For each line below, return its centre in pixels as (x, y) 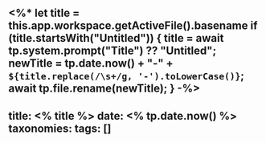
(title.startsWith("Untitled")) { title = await (116, 38)
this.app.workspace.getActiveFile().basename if (133, 26)
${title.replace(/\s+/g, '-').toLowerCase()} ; (127, 76)
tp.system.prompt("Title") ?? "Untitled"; (113, 51)
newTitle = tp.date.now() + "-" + (91, 63)
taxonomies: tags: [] (60, 128)
